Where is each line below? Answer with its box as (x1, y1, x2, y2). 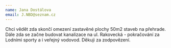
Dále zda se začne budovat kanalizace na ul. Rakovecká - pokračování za (5, 31, 160, 37)
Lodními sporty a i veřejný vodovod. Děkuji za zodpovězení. (5, 36, 131, 43)
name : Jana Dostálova (5, 7, 52, 13)
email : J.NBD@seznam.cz (5, 12, 56, 17)
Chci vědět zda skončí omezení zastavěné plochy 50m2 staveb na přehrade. (5, 26, 166, 32)
